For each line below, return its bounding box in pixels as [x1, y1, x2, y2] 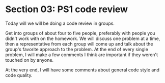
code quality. [5, 72, 33, 78]
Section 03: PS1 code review [5, 4, 128, 15]
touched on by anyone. [5, 57, 54, 63]
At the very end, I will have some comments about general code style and [5, 67, 159, 73]
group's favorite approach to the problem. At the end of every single [5, 46, 149, 52]
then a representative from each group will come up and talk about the [5, 40, 153, 47]
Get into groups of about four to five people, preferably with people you [5, 30, 155, 36]
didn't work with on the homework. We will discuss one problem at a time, [5, 35, 160, 41]
